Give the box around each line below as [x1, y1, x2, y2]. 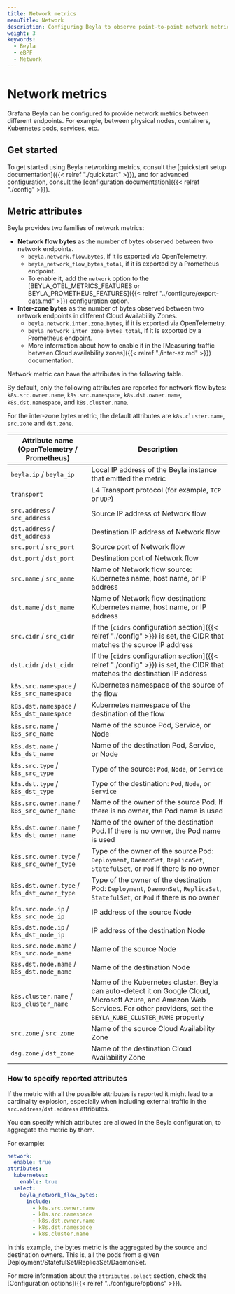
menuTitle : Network [7, 17, 64, 24]
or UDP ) [91, 494, 114, 504]
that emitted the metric [91, 474, 166, 483]
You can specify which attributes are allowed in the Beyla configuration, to [7, 1118, 222, 1126]
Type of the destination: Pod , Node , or [91, 779, 211, 789]
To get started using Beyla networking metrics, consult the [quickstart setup [7, 162, 227, 171]
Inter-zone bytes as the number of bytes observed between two [17, 304, 204, 313]
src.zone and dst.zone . [7, 419, 74, 427]
